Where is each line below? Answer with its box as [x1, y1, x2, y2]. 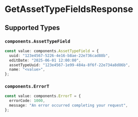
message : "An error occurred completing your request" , [9, 103, 128, 108]
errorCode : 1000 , [9, 98, 45, 103]
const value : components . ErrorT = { [4, 93, 81, 98]
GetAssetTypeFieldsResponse [4, 3, 133, 15]
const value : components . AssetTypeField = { [4, 48, 99, 53]
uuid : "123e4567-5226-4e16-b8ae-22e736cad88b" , [9, 53, 110, 58]
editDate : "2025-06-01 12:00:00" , [9, 57, 81, 63]
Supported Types [4, 23, 60, 32]
